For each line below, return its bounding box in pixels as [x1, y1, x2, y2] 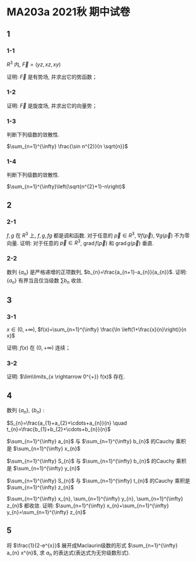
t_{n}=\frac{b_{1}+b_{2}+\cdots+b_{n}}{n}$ [6, 425, 111, 433]
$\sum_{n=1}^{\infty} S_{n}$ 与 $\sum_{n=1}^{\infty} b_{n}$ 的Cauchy [6, 457, 175, 464]
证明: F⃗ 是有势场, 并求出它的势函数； [6, 73, 98, 80]
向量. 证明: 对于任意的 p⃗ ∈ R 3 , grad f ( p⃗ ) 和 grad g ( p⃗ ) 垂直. [6, 238, 154, 246]
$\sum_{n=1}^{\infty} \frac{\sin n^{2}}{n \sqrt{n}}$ [6, 143, 128, 150]
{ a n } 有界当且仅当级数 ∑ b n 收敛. [6, 277, 83, 285]
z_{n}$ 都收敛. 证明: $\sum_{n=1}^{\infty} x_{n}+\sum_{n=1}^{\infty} [6, 502, 169, 509]
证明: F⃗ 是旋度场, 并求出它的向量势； [6, 102, 98, 109]
